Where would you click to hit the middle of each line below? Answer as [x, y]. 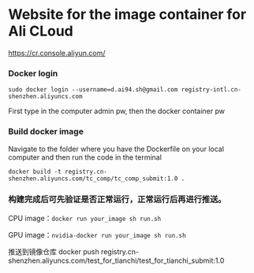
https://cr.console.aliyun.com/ [57, 53]
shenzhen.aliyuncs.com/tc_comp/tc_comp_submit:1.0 [93, 179]
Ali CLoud [41, 31]
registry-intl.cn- [211, 90]
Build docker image [46, 131]
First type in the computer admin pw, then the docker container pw [116, 111]
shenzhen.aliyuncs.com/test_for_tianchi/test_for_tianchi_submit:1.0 [116, 260]
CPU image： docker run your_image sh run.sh [85, 218]
